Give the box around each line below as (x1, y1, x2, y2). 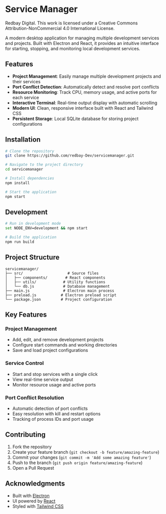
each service (12, 94, 39, 100)
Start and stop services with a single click (12, 371, 98, 377)
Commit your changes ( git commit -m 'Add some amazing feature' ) (12, 454, 152, 460)
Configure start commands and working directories (12, 342, 118, 348)
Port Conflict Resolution (5, 394, 65, 401)
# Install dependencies (5, 176, 55, 181)
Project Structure (5, 253, 60, 262)
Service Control (5, 360, 44, 367)
